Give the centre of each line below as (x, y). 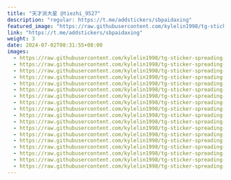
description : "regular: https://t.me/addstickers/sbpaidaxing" (100, 20)
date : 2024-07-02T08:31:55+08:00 (55, 45)
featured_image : (30, 26)
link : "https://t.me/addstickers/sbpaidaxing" (75, 33)
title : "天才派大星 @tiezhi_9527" (54, 13)
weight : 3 (21, 39)
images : (18, 52)
